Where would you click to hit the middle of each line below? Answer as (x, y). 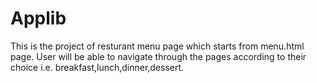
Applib (38, 18)
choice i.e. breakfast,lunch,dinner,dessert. (97, 67)
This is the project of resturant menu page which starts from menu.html (157, 46)
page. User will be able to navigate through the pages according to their (158, 56)
